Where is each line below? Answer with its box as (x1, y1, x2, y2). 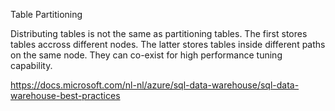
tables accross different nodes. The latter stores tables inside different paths (10, 39, 326, 50)
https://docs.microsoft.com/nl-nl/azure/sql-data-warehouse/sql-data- (10, 79, 300, 91)
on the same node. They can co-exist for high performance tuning (10, 49, 283, 61)
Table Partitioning (10, 9, 83, 20)
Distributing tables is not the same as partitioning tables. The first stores (10, 28, 308, 39)
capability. (10, 60, 53, 71)
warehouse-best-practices (10, 90, 121, 101)
